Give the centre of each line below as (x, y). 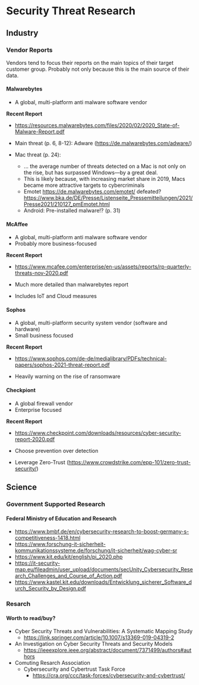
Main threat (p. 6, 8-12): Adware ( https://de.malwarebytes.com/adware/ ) (103, 143)
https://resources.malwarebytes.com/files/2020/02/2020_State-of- (97, 126)
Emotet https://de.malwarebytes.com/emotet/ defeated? (92, 192)
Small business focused (44, 336)
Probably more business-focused (56, 244)
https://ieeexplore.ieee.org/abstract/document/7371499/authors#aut (108, 650)
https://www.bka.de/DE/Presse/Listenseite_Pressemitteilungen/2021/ (108, 198)
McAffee (17, 224)
